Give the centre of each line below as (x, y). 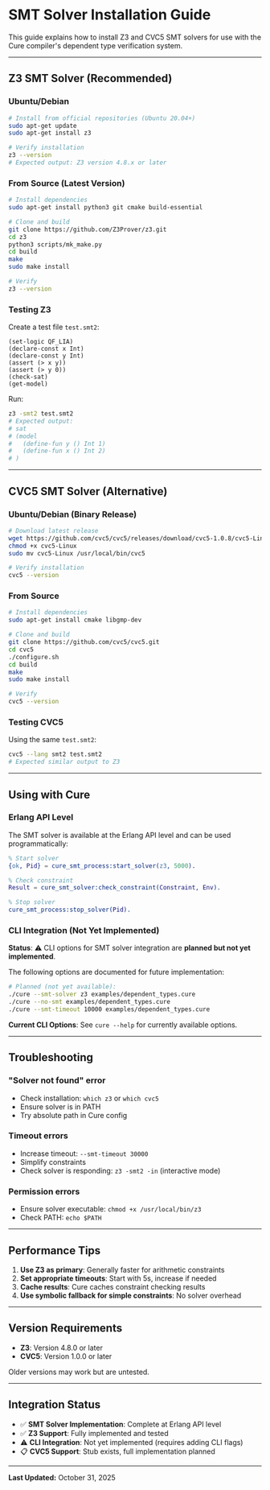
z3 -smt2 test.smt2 (41, 414)
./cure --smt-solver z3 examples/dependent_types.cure (102, 995)
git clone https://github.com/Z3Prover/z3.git (88, 229)
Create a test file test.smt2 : (54, 327)
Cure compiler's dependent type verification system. (96, 45)
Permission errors (44, 1191)
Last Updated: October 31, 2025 (62, 1477)
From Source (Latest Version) (67, 183)
